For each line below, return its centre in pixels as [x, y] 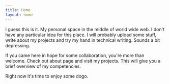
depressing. [18, 45]
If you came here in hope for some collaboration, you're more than [75, 55]
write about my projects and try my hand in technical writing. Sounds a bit [83, 40]
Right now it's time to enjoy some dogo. [47, 76]
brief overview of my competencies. [43, 66]
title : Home [18, 10]
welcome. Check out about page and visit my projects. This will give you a [83, 61]
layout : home [19, 15]
